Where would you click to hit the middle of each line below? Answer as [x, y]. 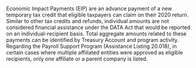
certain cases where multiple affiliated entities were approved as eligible [94, 52]
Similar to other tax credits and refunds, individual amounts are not [88, 21]
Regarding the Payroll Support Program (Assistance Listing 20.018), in [91, 46]
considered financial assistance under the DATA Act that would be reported [98, 27]
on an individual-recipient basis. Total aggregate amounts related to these [97, 34]
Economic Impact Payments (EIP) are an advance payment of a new [89, 9]
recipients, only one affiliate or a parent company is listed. [77, 59]
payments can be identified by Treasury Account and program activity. [93, 40]
